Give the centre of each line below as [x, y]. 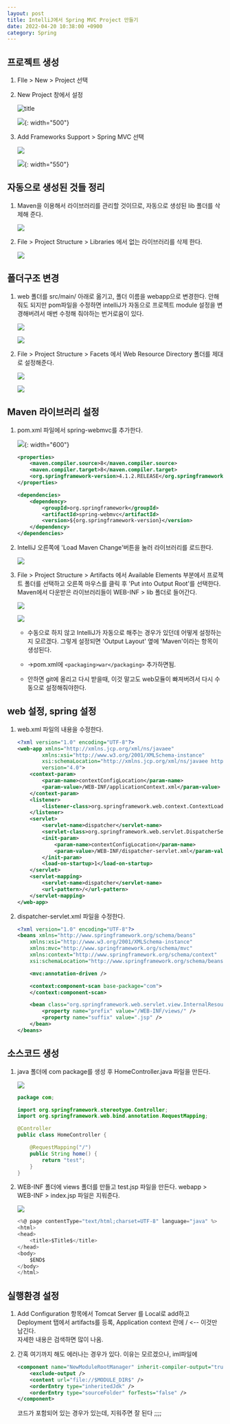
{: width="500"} [47, 123]
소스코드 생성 [33, 1054]
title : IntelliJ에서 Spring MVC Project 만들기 [73, 20]
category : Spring [32, 33]
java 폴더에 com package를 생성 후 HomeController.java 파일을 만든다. [114, 1071]
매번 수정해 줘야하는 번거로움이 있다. [95, 313]
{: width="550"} [46, 164]
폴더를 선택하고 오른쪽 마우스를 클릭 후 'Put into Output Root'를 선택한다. [123, 583]
